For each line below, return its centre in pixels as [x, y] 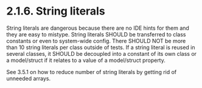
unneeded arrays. [28, 78]
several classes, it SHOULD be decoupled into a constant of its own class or [101, 53]
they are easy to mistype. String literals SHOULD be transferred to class [96, 34]
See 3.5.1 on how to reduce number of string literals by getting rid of [92, 72]
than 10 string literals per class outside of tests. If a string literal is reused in [101, 47]
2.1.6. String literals [56, 11]
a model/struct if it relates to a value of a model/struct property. [86, 60]
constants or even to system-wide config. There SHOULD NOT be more [96, 41]
